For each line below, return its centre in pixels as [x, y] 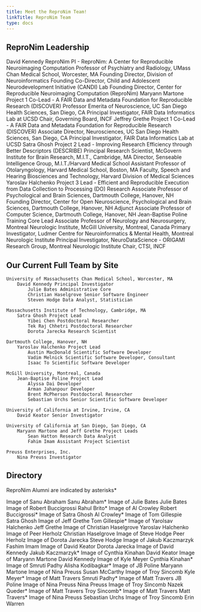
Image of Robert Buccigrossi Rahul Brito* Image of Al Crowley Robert [91, 508]
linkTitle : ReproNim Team [38, 17]
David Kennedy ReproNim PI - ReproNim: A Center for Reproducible [90, 62]
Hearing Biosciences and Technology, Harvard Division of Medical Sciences [100, 176]
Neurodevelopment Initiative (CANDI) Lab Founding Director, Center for [94, 87]
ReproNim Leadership [48, 47]
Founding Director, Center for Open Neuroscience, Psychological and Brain [99, 202]
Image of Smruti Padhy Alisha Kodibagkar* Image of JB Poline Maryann [94, 565]
